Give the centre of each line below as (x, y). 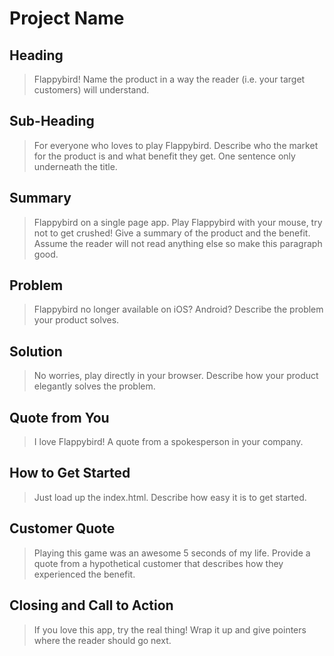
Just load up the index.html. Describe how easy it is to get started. (170, 497)
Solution (36, 351)
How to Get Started (70, 473)
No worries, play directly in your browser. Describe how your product (176, 376)
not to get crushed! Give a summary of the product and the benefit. (172, 233)
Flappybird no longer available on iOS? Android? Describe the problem (178, 309)
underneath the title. (75, 166)
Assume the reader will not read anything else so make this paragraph (178, 243)
